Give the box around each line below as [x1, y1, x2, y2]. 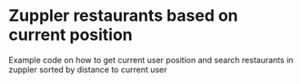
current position [8, 24, 133, 45]
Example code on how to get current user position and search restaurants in [8, 54, 294, 65]
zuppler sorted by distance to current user [8, 64, 167, 75]
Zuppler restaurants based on [8, 5, 238, 26]
